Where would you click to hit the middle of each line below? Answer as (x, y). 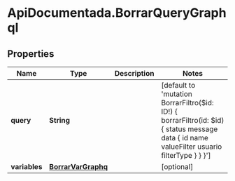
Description (134, 73)
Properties (31, 54)
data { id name (184, 138)
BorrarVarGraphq (78, 167)
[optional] (177, 167)
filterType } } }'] (186, 155)
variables (27, 167)
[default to (178, 85)
